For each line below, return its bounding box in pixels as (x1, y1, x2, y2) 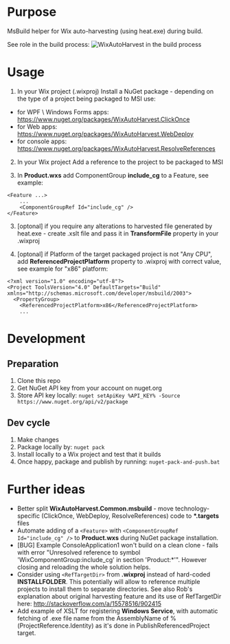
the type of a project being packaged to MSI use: (16, 94, 156, 103)
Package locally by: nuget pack (16, 442, 105, 451)
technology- (174, 504, 210, 512)
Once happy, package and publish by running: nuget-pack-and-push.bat (16, 457, 220, 466)
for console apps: (16, 137, 67, 145)
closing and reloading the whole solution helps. (16, 563, 151, 571)
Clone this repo (16, 376, 60, 384)
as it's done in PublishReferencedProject (95, 621, 210, 630)
